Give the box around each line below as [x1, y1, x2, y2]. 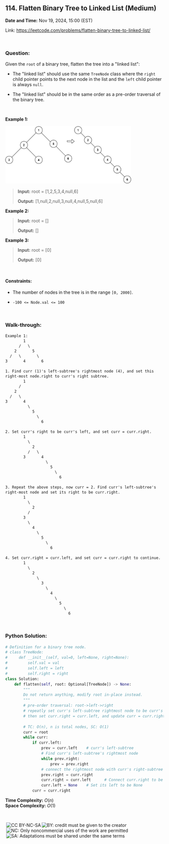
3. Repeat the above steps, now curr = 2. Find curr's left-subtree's [5, 485, 156, 490]
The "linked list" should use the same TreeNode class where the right [12, 71, 156, 77]
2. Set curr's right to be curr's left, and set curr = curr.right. [5, 429, 152, 434]
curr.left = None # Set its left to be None [41, 783, 143, 788]
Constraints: [5, 278, 32, 284]
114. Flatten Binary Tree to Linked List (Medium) [5, 4, 157, 13]
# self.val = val [5, 660, 59, 665]
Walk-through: [5, 321, 42, 328]
